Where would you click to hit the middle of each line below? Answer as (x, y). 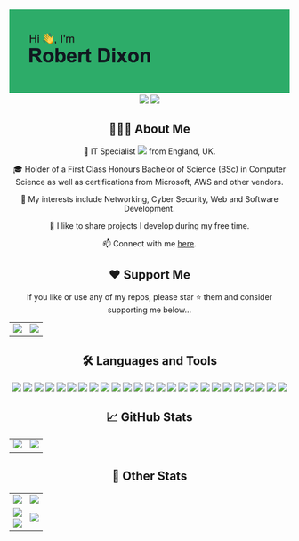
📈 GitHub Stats (149, 417)
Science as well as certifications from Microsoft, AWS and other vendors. (149, 182)
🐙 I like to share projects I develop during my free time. (149, 226)
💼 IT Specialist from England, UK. (149, 151)
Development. (149, 209)
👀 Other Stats (149, 476)
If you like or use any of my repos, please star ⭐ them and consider (149, 296)
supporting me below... (149, 310)
